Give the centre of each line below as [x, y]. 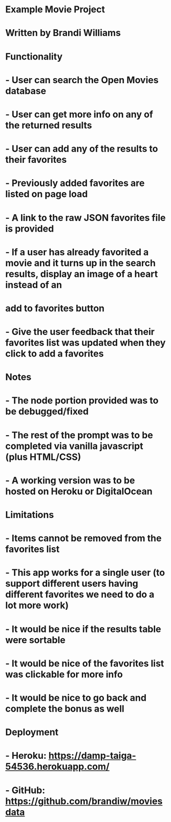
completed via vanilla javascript [74, 446]
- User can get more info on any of [79, 114]
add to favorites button [55, 308]
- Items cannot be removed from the [83, 538]
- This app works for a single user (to [85, 573]
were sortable [35, 640]
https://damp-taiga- [92, 756]
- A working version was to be [70, 480]
